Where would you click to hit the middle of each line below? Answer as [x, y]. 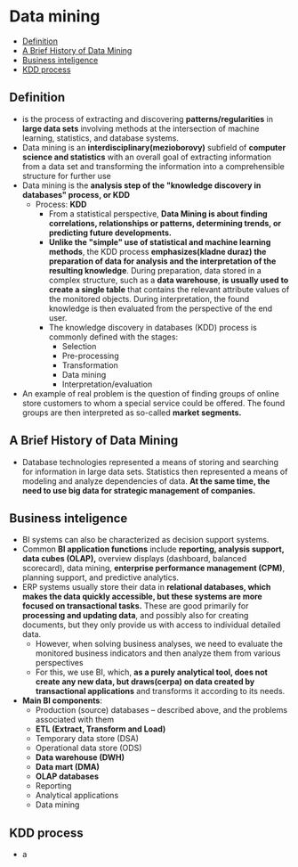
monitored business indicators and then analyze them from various [158, 653]
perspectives [59, 663]
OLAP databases [67, 776]
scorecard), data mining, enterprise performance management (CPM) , [153, 568]
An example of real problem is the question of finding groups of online [151, 393]
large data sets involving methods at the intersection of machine [141, 128]
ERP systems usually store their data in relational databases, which [146, 587]
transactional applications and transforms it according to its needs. [160, 691]
